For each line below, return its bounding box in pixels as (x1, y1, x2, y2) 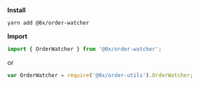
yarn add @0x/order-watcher (7, 20, 90, 27)
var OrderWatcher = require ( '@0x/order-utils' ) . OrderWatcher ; (7, 71, 193, 79)
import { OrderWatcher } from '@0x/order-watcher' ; (7, 45, 162, 52)
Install (7, 6, 26, 14)
